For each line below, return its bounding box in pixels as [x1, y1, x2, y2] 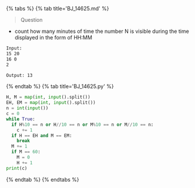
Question [20, 16, 43, 23]
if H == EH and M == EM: [11, 132, 72, 139]
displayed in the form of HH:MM [14, 34, 93, 41]
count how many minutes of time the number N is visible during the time [14, 28, 189, 35]
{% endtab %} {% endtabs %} [6, 176, 79, 183]
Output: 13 [6, 72, 33, 78]
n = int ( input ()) [6, 105, 49, 111]
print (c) [6, 165, 28, 171]
